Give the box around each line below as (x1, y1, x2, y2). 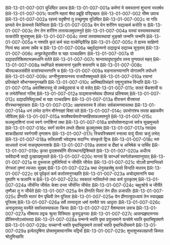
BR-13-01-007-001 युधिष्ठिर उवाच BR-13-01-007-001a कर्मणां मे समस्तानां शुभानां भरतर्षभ (5, 5, 164, 11)
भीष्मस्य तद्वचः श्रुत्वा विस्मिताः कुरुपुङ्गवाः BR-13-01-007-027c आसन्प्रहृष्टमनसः (27, 211, 159, 217)
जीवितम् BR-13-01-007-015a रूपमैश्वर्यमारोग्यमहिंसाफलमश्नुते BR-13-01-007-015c (5, 113, 152, 119)
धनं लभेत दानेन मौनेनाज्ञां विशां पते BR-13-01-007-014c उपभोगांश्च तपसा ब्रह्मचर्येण (26, 108, 164, 114)
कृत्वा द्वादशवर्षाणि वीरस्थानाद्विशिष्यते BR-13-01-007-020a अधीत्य (40, 148, 151, 154)
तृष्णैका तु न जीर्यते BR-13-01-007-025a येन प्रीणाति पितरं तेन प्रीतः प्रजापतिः (5, 188, 132, 194)
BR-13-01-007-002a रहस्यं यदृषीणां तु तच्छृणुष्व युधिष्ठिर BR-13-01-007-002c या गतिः (5, 16, 158, 22)
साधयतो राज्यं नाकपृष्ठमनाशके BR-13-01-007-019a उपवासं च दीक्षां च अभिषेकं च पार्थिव (5, 142, 151, 148)
